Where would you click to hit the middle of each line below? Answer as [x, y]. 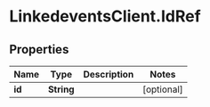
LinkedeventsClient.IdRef [105, 16]
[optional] [163, 89]
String [61, 89]
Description [109, 74]
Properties [39, 49]
